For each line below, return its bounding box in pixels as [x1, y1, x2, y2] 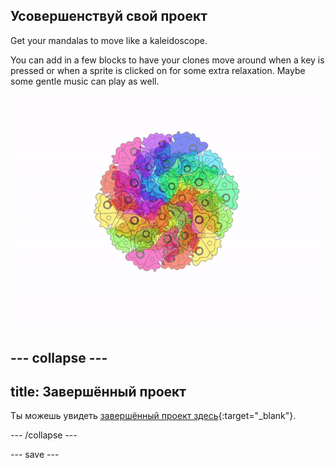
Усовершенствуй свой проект [10, 8, 208, 25]
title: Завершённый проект [10, 384, 187, 401]
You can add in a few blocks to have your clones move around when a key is [10, 54, 325, 66]
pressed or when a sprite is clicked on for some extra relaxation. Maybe [10, 64, 306, 76]
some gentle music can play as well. [10, 75, 160, 87]
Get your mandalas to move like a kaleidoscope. [10, 34, 208, 46]
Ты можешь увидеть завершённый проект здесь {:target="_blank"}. [10, 410, 297, 422]
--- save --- [10, 449, 60, 461]
